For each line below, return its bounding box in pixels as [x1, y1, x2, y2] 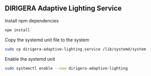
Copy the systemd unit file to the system [5, 37, 89, 43]
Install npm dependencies [5, 17, 59, 23]
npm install [5, 28, 30, 33]
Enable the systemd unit [5, 56, 55, 62]
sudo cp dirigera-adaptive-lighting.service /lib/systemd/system [5, 46, 146, 52]
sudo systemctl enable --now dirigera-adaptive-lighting [5, 66, 128, 71]
